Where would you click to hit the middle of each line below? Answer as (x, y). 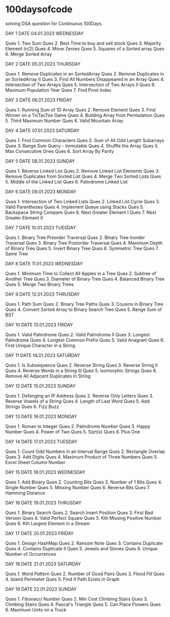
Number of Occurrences (31, 554)
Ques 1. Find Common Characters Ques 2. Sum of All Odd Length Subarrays (85, 140)
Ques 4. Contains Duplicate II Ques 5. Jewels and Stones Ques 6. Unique (81, 548)
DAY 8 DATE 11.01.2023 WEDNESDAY (44, 263)
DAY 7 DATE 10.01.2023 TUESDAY (41, 227)
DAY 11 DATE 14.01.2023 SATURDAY (43, 355)
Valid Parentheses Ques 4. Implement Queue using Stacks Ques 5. (75, 207)
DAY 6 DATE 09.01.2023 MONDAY (41, 192)
